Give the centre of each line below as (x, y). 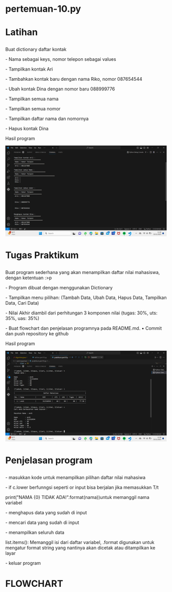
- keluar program (23, 563)
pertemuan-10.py (43, 9)
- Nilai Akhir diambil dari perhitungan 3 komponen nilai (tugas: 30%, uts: (81, 313)
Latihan (22, 32)
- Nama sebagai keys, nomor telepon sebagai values (61, 59)
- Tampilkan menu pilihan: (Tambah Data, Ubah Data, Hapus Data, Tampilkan (86, 298)
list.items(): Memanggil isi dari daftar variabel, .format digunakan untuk (80, 542)
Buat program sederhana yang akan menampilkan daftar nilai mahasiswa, (83, 272)
